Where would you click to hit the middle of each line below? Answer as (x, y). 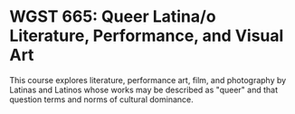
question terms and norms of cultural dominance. (101, 99)
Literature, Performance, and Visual (147, 36)
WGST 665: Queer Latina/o (113, 17)
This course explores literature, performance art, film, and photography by (148, 80)
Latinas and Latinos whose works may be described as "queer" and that (144, 90)
